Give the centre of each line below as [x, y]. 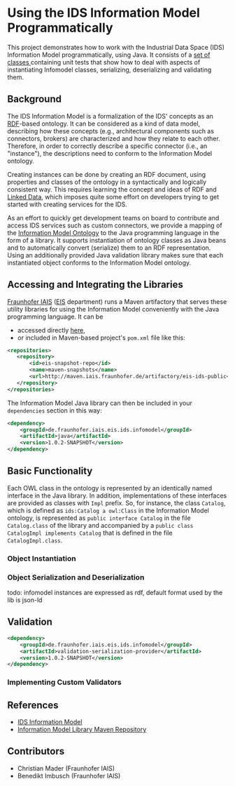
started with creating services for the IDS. [67, 204]
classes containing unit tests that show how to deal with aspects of [104, 62]
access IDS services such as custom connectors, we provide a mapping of [115, 225]
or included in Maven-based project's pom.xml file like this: [101, 338]
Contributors [36, 751]
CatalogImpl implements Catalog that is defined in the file [90, 533]
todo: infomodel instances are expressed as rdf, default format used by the [115, 593]
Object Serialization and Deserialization [76, 577]
